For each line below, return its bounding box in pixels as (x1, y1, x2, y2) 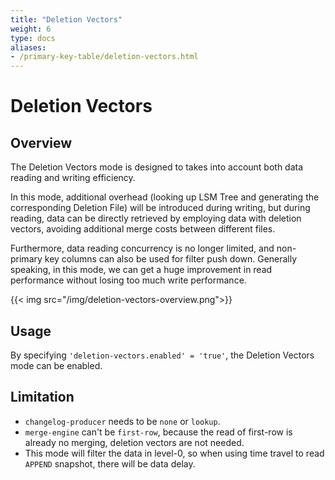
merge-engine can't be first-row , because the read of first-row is (24, 426, 293, 438)
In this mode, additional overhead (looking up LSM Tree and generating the (10, 191, 320, 203)
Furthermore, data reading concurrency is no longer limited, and (10, 242, 275, 255)
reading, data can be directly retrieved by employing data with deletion (10, 212, 302, 225)
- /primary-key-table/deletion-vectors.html (10, 52, 199, 62)
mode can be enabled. (10, 359, 103, 371)
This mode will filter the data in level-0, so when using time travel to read (24, 447, 325, 459)
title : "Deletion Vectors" (10, 14, 123, 25)
